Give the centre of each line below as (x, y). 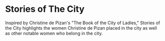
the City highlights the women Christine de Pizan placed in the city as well (81, 28)
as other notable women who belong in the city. (54, 33)
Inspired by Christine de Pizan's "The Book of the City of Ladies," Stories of (83, 23)
